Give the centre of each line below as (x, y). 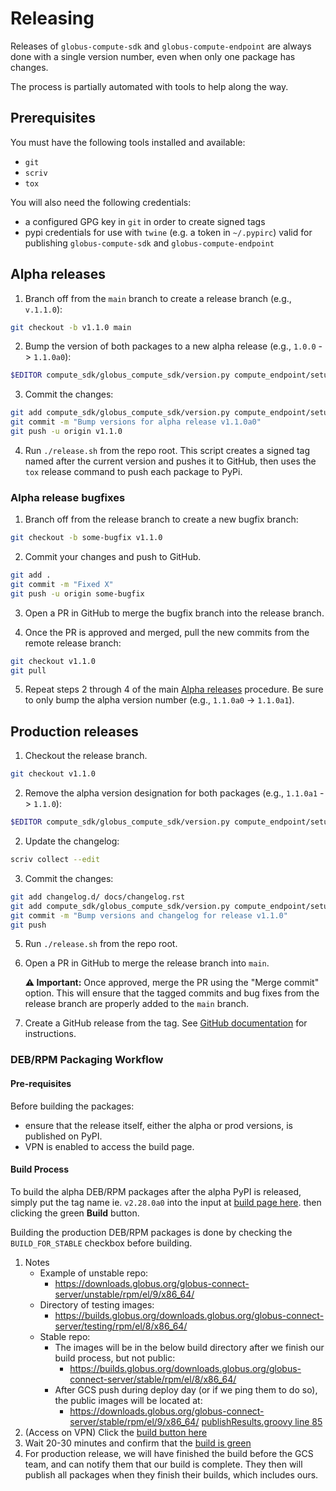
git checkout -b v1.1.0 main (71, 327)
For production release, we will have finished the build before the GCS (169, 1453)
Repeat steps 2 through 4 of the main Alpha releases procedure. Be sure (174, 689)
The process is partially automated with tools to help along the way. (149, 86)
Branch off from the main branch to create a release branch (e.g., (158, 298)
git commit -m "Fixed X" (62, 584)
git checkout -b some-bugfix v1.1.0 (86, 538)
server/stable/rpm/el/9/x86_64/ (134, 1421)
